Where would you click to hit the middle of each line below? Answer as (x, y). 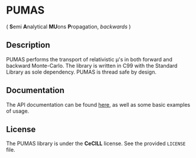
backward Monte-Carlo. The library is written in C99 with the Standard (92, 65)
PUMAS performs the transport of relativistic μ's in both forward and (89, 59)
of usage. (18, 111)
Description (28, 45)
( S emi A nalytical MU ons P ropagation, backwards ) (68, 27)
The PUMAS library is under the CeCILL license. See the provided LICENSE (96, 144)
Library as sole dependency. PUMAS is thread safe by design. (81, 72)
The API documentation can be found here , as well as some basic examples (98, 104)
